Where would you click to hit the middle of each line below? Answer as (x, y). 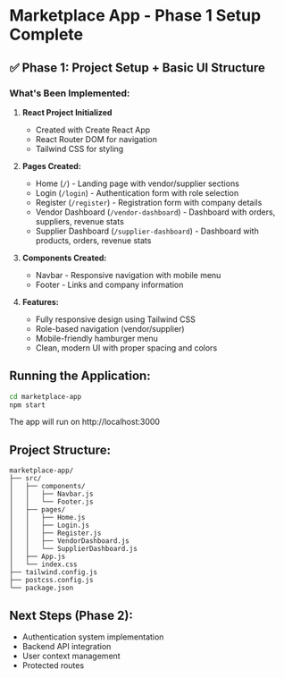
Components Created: (64, 258)
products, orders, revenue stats (93, 240)
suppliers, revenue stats (80, 221)
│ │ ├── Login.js (50, 525)
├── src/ (25, 479)
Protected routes (53, 665)
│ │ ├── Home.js (48, 518)
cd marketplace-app (46, 396)
